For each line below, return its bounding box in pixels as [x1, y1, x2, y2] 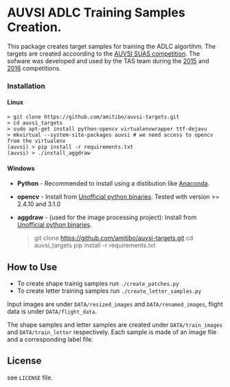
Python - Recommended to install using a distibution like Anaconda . [16, 179, 210, 188]
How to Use [7, 261, 58, 273]
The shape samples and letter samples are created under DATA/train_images [7, 321, 223, 329]
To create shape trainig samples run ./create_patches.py [16, 280, 180, 288]
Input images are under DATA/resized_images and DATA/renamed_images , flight [7, 300, 223, 309]
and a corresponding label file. [7, 335, 94, 344]
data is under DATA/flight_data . [7, 307, 97, 316]
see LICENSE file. [7, 373, 53, 382]
